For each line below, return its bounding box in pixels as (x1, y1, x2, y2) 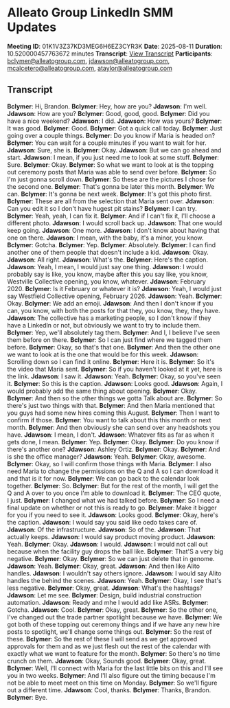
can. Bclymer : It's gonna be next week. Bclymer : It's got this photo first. (7, 190, 212, 198)
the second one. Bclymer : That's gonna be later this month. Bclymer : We (7, 182, 215, 190)
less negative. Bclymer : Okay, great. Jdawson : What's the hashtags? (7, 584, 203, 592)
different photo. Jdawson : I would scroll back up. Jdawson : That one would (7, 218, 222, 227)
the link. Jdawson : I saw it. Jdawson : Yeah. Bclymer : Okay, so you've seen (7, 372, 221, 380)
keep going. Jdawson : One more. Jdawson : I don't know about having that (7, 226, 220, 234)
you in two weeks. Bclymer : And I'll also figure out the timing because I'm (7, 671, 216, 679)
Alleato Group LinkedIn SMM (7, 5, 174, 21)
